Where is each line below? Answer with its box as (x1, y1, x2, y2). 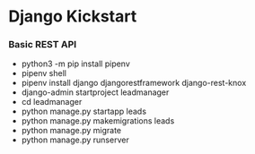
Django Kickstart (8, 6, 137, 27)
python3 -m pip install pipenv (21, 58, 131, 69)
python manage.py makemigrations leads (21, 115, 175, 126)
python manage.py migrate (21, 125, 122, 136)
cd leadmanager (21, 97, 83, 107)
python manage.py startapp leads (21, 106, 147, 117)
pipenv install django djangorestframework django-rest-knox (21, 78, 247, 89)
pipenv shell (21, 68, 66, 79)
